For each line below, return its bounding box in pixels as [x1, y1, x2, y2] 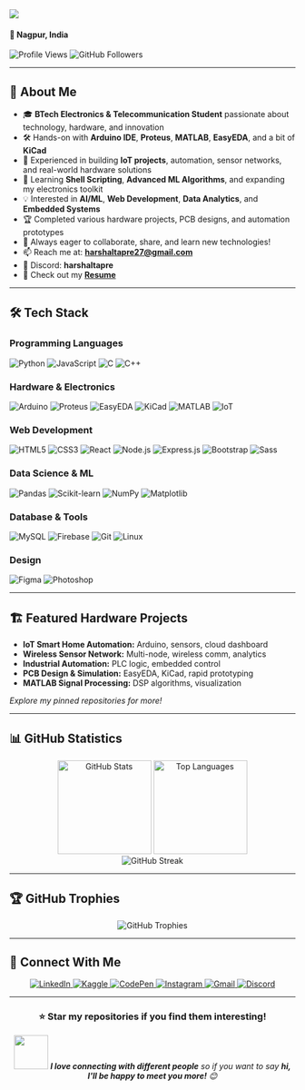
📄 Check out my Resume [22, 270, 116, 281]
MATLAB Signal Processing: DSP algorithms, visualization [22, 678, 242, 689]
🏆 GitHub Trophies [9, 891, 121, 907]
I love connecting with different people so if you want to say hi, [49, 1060, 291, 1071]
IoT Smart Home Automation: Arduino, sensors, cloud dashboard [22, 639, 269, 649]
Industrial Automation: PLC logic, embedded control [22, 659, 221, 669]
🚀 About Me [9, 84, 77, 99]
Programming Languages [9, 337, 124, 350]
